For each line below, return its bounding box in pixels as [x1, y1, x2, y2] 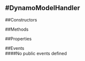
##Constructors [5, 17, 37, 22]
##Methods [5, 26, 28, 32]
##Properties [5, 36, 32, 41]
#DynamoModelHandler [5, 4, 80, 12]
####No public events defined [5, 50, 67, 56]
